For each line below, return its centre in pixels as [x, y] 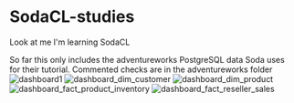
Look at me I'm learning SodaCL [70, 42]
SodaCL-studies [72, 17]
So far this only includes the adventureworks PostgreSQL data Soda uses [147, 59]
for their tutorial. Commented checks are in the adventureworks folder [141, 69]
